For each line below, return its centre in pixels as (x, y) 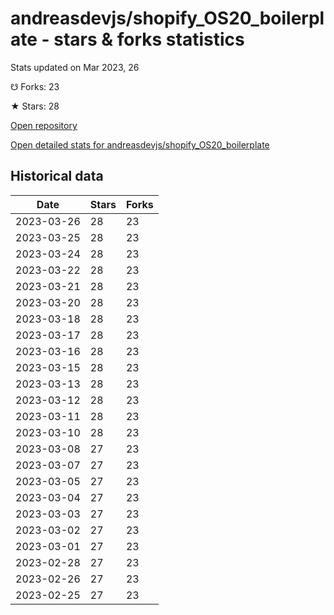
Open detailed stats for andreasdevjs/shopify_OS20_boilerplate (140, 144)
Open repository (44, 125)
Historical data (57, 176)
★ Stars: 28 (35, 106)
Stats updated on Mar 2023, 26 (75, 67)
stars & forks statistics (149, 39)
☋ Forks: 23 (35, 86)
